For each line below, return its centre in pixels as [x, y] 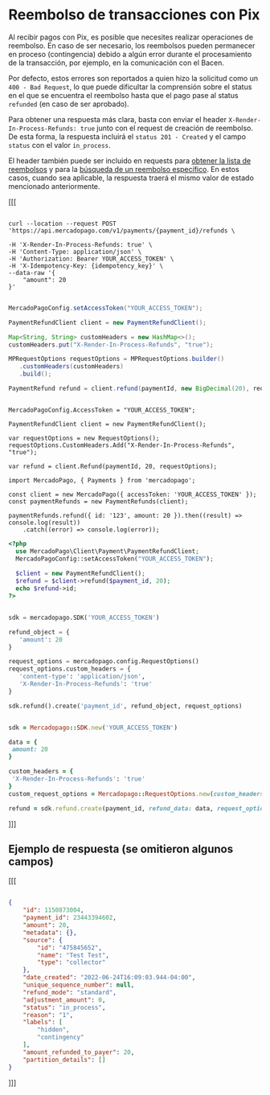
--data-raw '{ [32, 273]
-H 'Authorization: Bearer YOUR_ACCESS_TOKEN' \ [91, 259]
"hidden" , [53, 1030]
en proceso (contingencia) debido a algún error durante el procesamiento [130, 54]
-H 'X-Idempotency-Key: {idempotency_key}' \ [86, 266]
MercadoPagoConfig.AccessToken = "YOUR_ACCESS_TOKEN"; [102, 410]
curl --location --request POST [62, 224]
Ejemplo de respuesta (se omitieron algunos [121, 849]
